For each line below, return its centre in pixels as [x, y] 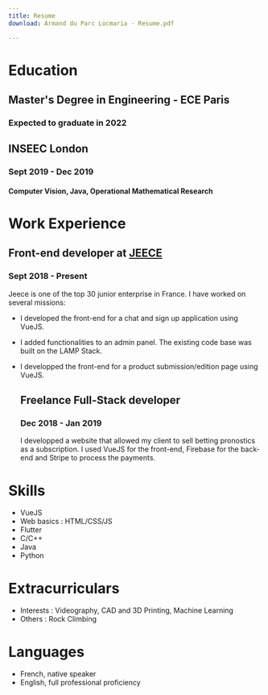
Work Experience [67, 224]
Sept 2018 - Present [48, 277]
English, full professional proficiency [80, 683]
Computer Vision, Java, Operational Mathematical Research [111, 191]
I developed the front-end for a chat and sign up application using [129, 318]
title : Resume [32, 16]
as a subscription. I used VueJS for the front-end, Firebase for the [129, 449]
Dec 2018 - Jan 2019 [61, 423]
